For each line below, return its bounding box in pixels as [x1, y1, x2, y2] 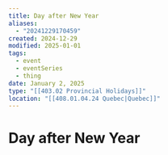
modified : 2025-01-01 [8, 42, 82, 50]
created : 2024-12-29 [8, 34, 78, 43]
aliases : [8, 19, 38, 27]
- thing [15, 72, 42, 80]
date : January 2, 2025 [8, 79, 85, 87]
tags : [8, 49, 27, 57]
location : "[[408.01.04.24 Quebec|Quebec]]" [8, 94, 161, 103]
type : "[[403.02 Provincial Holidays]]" [8, 86, 147, 95]
